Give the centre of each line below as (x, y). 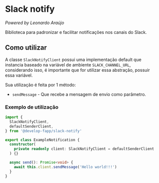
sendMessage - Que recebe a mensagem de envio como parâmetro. (79, 94)
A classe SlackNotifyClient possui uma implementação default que (73, 60)
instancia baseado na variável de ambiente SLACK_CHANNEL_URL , (68, 64)
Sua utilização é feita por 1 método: (40, 85)
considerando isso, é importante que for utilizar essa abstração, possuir (78, 70)
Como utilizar (26, 48)
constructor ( (23, 144)
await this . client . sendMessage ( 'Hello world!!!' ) (66, 167)
